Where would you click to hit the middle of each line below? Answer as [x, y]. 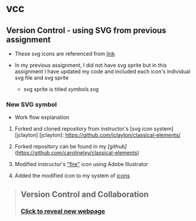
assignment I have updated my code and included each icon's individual [102, 71]
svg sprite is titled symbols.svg [61, 89]
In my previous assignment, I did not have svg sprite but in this [91, 65]
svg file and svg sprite [42, 78]
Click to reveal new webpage [63, 211]
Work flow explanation [42, 118]
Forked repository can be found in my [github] [71, 147]
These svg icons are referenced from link [65, 54]
